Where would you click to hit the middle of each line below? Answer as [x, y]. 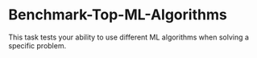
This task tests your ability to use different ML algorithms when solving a [129, 37]
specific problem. [37, 45]
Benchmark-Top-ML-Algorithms [118, 15]
